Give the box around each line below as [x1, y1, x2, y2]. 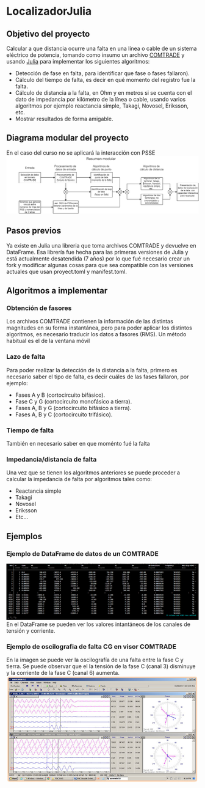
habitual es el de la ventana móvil [6, 337, 90, 345]
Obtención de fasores [6, 304, 72, 312]
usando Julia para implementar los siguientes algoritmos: [6, 58, 150, 65]
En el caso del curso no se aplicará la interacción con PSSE [6, 149, 156, 156]
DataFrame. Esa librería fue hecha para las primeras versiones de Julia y [6, 248, 189, 256]
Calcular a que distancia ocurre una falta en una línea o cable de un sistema [6, 45, 197, 52]
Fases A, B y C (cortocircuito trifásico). [15, 411, 113, 418]
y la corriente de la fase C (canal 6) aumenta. [6, 669, 120, 676]
